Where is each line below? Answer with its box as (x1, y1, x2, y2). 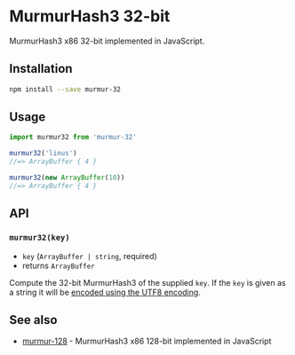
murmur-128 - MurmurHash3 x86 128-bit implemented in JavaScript (21, 335, 272, 347)
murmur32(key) (9, 233, 70, 243)
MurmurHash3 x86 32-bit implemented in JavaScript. (9, 35, 205, 46)
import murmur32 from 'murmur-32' (9, 133, 138, 142)
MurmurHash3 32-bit (9, 6, 171, 27)
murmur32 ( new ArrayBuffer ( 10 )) (9, 173, 125, 183)
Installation (9, 61, 73, 76)
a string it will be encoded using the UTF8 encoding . (9, 287, 202, 297)
